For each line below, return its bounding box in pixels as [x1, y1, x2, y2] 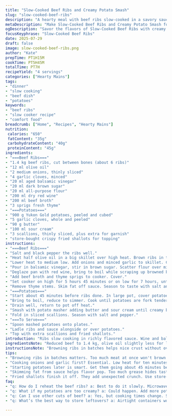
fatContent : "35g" [7, 136, 47, 141]
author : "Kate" [5, 50, 38, 55]
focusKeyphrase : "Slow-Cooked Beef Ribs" [5, 31, 95, 36]
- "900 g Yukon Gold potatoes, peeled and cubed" [5, 212, 114, 218]
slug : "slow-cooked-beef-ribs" [5, 12, 72, 17]
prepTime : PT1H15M [5, 55, 45, 60]
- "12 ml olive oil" [5, 164, 50, 170]
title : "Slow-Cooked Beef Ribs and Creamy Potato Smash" [5, 7, 130, 13]
